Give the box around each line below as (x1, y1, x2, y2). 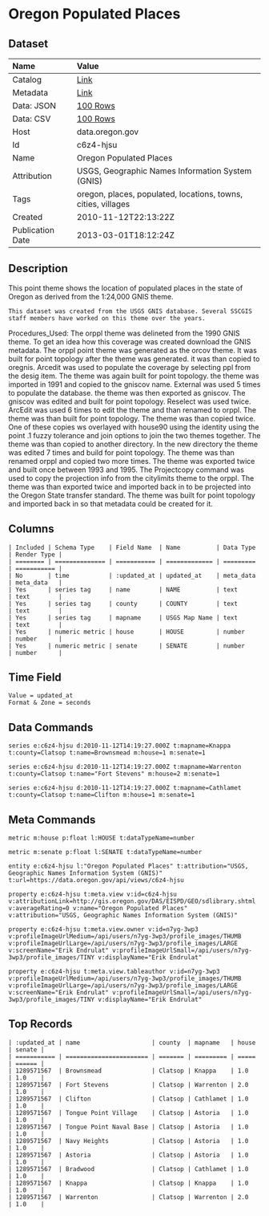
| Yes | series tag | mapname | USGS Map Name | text (8, 613, 239, 622)
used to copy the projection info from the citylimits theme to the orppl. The (8, 473, 255, 482)
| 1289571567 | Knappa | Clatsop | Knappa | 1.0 (8, 1179, 249, 1187)
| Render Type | (8, 551, 62, 559)
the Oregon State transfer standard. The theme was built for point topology (8, 490, 256, 500)
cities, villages (76, 198, 130, 209)
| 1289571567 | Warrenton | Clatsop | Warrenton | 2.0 (8, 1193, 249, 1201)
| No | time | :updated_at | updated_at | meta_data (8, 571, 256, 580)
